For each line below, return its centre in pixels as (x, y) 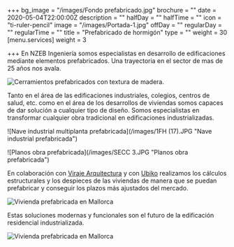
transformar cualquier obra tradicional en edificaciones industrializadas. (111, 118)
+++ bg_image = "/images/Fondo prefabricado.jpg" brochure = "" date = (112, 10)
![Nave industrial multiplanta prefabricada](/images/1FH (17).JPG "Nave (110, 131)
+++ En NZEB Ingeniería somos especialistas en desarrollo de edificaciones (116, 53)
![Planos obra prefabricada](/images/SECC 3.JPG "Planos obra (98, 152)
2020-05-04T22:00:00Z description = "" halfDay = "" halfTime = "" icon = (115, 17)
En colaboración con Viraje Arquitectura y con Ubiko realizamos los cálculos (117, 173)
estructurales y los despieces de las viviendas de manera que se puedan (112, 181)
